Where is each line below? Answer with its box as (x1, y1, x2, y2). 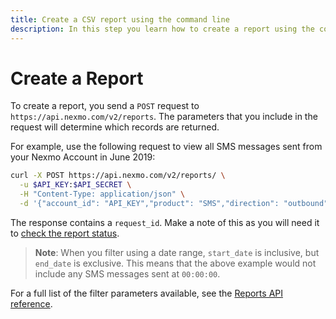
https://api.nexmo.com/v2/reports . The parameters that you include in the (10, 111, 318, 123)
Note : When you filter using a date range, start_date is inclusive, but (34, 246, 320, 258)
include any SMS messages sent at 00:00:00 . (34, 267, 221, 280)
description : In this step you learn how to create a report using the (10, 24, 315, 34)
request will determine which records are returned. (10, 121, 220, 133)
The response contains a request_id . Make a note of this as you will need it (10, 216, 320, 228)
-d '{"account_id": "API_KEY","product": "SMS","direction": (19, 199, 280, 209)
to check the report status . (10, 227, 120, 239)
